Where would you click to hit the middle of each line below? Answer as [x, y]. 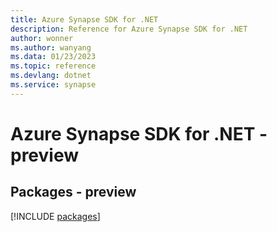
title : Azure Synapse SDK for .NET [84, 19]
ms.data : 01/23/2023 [53, 57]
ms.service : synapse [53, 85]
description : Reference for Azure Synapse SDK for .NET [129, 29]
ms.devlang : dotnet [51, 76]
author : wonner [42, 38]
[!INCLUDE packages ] [55, 216]
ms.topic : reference [53, 66]
